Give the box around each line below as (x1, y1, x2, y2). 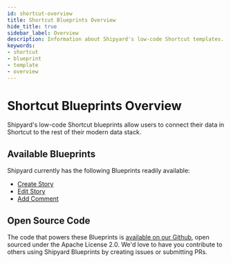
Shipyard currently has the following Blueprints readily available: (7, 167, 190, 175)
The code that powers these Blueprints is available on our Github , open (7, 233, 210, 242)
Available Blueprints (7, 148, 95, 160)
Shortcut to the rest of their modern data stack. (7, 128, 142, 136)
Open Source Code (7, 215, 91, 226)
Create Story (17, 180, 54, 188)
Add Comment (17, 194, 59, 203)
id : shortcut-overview (7, 10, 73, 17)
